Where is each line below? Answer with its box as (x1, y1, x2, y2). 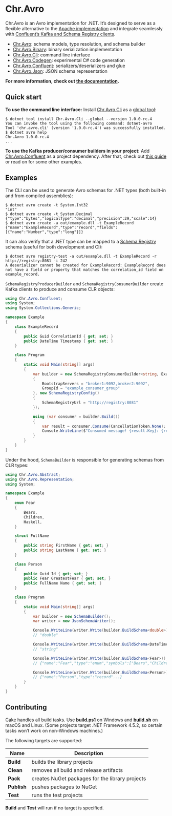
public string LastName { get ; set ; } (24, 548, 106, 553)
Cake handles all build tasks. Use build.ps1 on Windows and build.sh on (5, 717, 158, 723)
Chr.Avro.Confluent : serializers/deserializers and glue (12, 62, 125, 69)
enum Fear (14, 500, 36, 506)
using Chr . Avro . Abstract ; (5, 472, 60, 477)
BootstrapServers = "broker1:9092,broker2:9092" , (41, 381, 150, 386)
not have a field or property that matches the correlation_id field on (5, 267, 164, 272)
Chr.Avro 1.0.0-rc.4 (5, 134, 50, 139)
